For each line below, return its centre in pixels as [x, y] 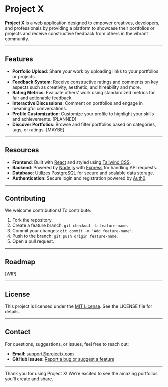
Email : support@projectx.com [43, 354]
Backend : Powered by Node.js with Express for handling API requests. [85, 167]
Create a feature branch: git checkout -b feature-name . [70, 225]
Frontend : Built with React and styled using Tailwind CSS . [72, 162]
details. [13, 312]
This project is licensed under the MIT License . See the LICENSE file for [79, 306]
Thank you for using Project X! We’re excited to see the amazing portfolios [82, 373]
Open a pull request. [33, 241]
